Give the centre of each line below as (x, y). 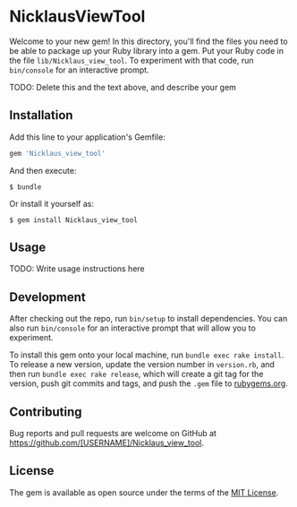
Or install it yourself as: (51, 203)
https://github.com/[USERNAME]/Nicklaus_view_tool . (106, 443)
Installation (41, 115)
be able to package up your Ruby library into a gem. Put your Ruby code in (147, 50)
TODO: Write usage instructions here (77, 269)
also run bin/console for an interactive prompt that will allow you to (133, 328)
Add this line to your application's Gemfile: (87, 137)
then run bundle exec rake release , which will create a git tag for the (136, 374)
